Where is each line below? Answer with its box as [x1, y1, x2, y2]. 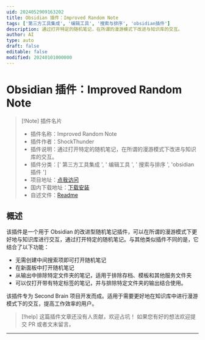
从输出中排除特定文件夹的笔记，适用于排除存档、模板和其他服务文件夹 [15, 272, 192, 279]
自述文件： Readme [30, 191, 78, 199]
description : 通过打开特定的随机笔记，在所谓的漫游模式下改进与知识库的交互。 [6, 26, 183, 32]
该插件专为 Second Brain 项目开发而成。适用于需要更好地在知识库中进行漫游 [6, 292, 198, 300]
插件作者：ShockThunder [30, 138, 95, 145]
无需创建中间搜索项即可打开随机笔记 [15, 256, 107, 264]
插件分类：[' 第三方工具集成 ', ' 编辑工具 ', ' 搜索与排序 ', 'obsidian [30, 160, 195, 168]
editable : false [6, 49, 48, 55]
